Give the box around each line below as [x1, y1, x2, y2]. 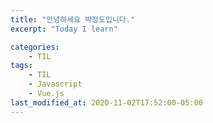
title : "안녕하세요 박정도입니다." [10, 14, 136, 25]
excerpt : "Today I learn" [10, 24, 118, 34]
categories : [10, 42, 60, 52]
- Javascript [28, 79, 83, 90]
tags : [10, 61, 33, 71]
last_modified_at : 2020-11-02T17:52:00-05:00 [10, 97, 203, 108]
